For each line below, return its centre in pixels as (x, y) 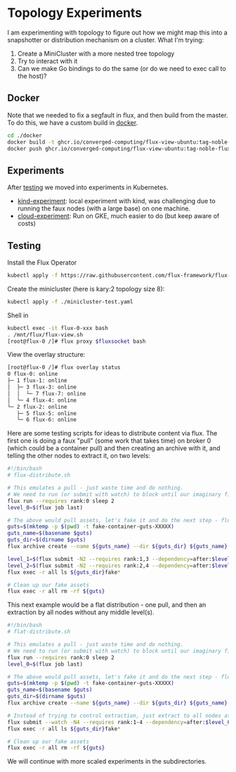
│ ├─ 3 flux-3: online (42, 387)
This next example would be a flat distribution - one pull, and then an (107, 605)
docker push (25, 148)
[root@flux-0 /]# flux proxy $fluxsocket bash (77, 341)
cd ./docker (25, 135)
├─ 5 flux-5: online (47, 413)
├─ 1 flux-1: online (38, 381)
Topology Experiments (75, 13)
